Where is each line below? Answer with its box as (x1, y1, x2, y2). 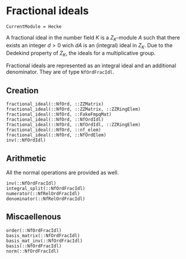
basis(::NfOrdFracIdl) (6, 243, 62, 249)
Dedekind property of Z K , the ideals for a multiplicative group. (6, 49, 156, 58)
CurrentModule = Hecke (6, 24, 62, 29)
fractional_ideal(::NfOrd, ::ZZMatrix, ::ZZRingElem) (6, 106, 141, 113)
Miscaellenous (6, 212, 61, 222)
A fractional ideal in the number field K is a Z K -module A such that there (6, 34, 181, 42)
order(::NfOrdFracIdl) (6, 227, 62, 234)
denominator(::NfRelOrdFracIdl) (6, 196, 85, 202)
